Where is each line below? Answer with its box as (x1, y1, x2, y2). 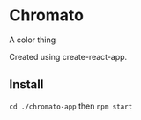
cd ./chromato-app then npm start (9, 101, 133, 111)
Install (9, 77, 44, 93)
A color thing (9, 34, 56, 45)
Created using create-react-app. (9, 51, 128, 62)
